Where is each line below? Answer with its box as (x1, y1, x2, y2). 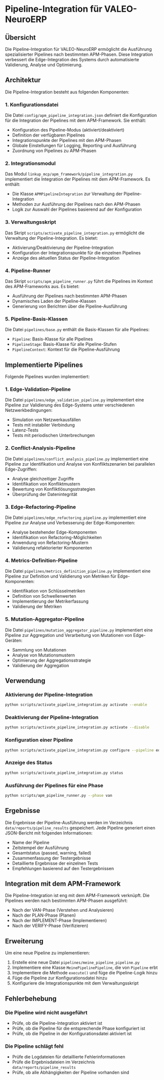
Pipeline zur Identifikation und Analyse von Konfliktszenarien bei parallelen (5, 461, 155, 467)
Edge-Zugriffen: (5, 466, 38, 472)
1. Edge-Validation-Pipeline (5, 386, 71, 393)
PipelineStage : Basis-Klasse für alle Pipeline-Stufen (12, 341, 117, 347)
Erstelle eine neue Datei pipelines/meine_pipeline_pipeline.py (12, 960, 140, 966)
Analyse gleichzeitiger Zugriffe (12, 475, 74, 481)
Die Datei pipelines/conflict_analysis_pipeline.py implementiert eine (5, 456, 149, 462)
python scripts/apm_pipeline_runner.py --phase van (5, 793, 112, 798)
